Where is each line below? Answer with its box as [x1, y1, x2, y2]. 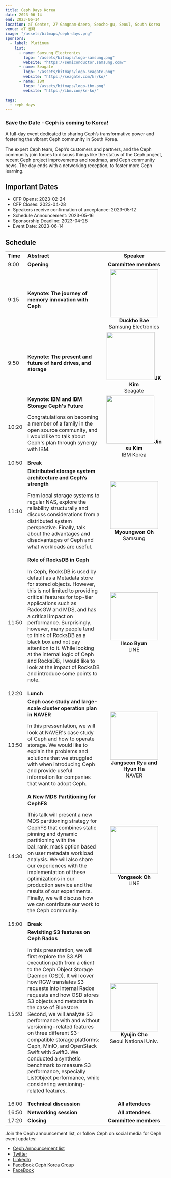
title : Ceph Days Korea [5, 7, 56, 13]
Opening [27, 261, 49, 268]
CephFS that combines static [27, 824, 97, 831]
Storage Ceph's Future [27, 402, 84, 409]
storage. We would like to [27, 742, 88, 749]
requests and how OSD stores [27, 992, 99, 999]
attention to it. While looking [27, 645, 94, 652]
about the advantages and [27, 530, 91, 537]
